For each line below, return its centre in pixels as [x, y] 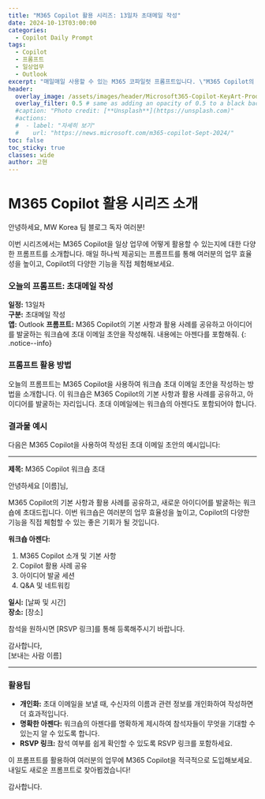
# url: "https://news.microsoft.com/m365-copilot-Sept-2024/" [125, 133]
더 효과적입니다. [44, 714]
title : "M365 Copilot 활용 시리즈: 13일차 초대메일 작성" [95, 15]
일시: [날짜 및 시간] [37, 602]
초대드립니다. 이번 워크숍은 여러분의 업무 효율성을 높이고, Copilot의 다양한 [136, 512]
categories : [28, 30]
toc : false [26, 140]
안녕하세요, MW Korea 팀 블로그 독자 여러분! [77, 227]
